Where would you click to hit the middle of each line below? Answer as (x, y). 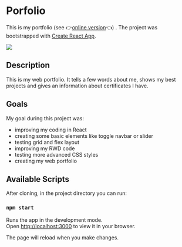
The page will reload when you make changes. (63, 237)
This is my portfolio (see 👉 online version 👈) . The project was (82, 27)
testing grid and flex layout (47, 142)
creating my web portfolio (46, 161)
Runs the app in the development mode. (54, 220)
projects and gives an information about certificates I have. (77, 86)
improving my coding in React (50, 130)
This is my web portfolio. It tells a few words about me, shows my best (91, 79)
